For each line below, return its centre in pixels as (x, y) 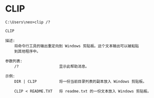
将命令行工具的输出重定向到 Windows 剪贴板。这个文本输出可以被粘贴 (77, 46)
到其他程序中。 (27, 51)
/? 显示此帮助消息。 (52, 66)
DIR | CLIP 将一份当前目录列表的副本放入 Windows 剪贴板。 (81, 81)
